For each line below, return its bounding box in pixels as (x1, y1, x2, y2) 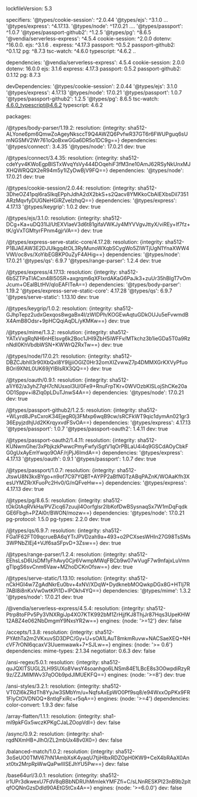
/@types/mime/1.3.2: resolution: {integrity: (6, 329, 108, 335)
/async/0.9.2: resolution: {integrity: (6, 731, 90, 737)
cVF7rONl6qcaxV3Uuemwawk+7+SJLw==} (6, 641, 111, 648)
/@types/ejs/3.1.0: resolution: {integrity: (6, 214, 101, 221)
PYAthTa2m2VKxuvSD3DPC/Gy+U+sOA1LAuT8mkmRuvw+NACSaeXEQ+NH (6, 635, 191, 642)
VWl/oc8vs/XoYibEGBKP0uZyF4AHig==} (6, 251, 105, 258)
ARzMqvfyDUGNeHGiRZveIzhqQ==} (6, 197, 94, 204)
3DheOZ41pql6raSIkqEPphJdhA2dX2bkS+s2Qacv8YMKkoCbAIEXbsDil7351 (6, 191, 189, 197)
